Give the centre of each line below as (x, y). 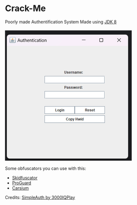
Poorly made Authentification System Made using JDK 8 (61, 22)
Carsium (20, 188)
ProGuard (21, 183)
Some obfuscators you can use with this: (46, 168)
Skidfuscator (25, 177)
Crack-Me (25, 8)
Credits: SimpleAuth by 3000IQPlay (40, 197)
